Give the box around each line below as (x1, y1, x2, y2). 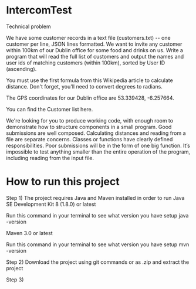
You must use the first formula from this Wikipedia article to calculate (6, 77, 173, 84)
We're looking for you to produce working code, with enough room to (6, 117, 174, 124)
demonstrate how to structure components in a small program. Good (6, 123, 172, 130)
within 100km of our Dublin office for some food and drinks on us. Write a (6, 46, 184, 53)
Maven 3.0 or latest (6, 229, 53, 236)
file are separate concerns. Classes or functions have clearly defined (6, 135, 173, 142)
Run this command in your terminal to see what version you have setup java (6, 212, 189, 219)
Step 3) (6, 276, 24, 283)
